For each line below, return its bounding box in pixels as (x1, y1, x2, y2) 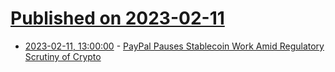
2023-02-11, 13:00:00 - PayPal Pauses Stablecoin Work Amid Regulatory (24, 40, 325, 52)
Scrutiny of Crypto (24, 50, 102, 62)
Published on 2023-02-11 (10, 7, 225, 30)
